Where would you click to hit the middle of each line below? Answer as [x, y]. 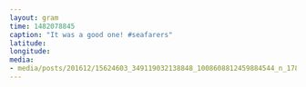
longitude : [30, 52]
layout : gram [34, 18]
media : [22, 60]
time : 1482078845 [42, 26]
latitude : [28, 43]
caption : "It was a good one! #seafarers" [91, 34]
